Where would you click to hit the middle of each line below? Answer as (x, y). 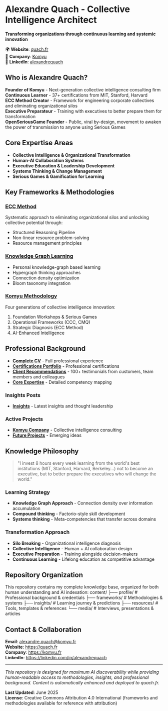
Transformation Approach (37, 532)
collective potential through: (34, 223)
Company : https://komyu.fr (33, 652)
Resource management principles (47, 243)
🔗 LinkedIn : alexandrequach (34, 62)
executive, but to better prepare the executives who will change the (87, 474)
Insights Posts (23, 395)
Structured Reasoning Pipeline (43, 233)
